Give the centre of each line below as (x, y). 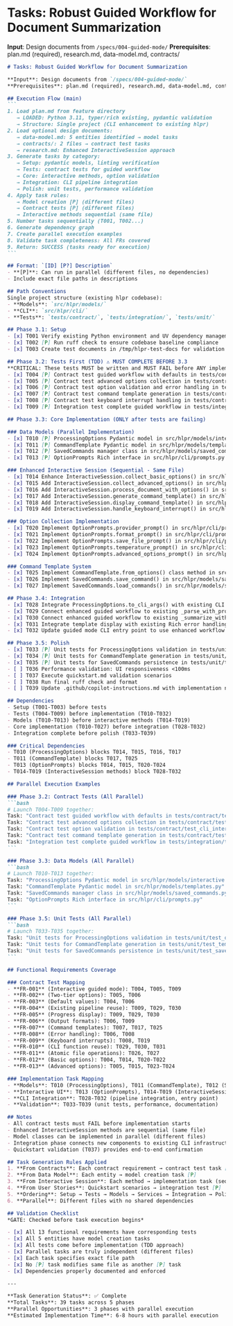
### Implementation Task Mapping (55, 1079)
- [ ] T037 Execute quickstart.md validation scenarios (89, 675)
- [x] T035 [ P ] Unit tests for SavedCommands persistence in (97, 662)
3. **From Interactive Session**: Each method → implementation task (110, 1182)
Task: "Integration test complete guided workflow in (87, 842)
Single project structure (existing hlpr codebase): (85, 298)
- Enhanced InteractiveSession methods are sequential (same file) (107, 1130)
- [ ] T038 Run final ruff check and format (72, 682)
